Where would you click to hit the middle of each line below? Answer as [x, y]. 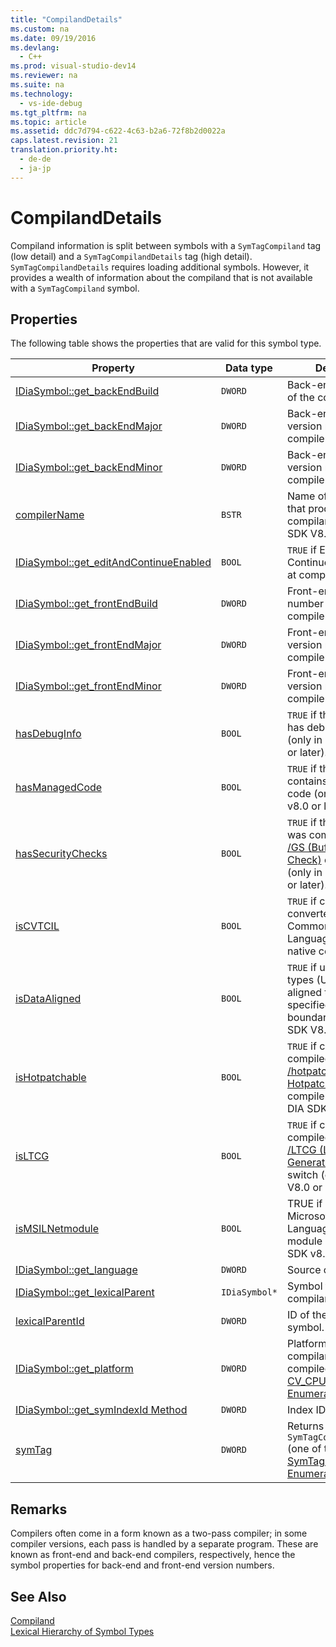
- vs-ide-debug [51, 103]
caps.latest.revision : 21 [64, 141]
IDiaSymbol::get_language [76, 1270]
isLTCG [32, 1156]
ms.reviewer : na [44, 76]
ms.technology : [42, 94]
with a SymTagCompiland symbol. [75, 288]
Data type [249, 368]
